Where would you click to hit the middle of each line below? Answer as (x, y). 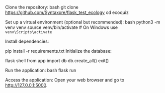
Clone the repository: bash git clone (42, 7)
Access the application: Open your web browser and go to (65, 80)
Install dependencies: (27, 41)
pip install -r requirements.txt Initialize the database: (58, 51)
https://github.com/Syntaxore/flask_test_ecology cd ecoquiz (67, 12)
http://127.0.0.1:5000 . (26, 85)
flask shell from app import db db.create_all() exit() (57, 61)
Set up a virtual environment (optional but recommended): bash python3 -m (83, 22)
